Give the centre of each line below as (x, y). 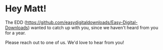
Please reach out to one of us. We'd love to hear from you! (65, 42)
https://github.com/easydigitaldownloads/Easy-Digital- (82, 22)
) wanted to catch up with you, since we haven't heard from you (93, 27)
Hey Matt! (26, 9)
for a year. (16, 33)
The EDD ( (16, 22)
